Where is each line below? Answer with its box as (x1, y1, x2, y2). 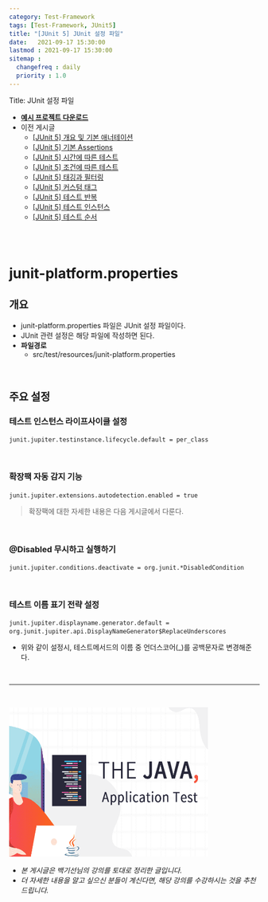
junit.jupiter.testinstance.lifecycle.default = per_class (9, 436, 209, 444)
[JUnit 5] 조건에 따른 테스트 (32, 162, 118, 171)
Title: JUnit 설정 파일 (9, 96, 75, 105)
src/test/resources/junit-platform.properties (32, 349, 176, 359)
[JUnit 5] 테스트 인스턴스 (32, 202, 111, 211)
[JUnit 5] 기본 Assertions (32, 142, 114, 151)
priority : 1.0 (16, 72, 67, 80)
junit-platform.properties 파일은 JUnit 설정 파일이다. (20, 320, 186, 330)
